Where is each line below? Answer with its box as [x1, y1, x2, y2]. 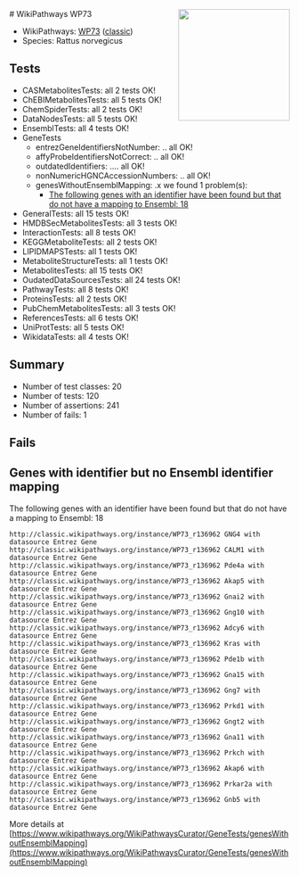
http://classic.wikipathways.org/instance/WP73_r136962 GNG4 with [9, 530, 261, 539]
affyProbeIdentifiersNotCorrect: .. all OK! [35, 151, 185, 161]
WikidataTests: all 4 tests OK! [21, 331, 129, 342]
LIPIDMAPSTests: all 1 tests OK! [21, 245, 138, 257]
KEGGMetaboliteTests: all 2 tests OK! [21, 236, 158, 247]
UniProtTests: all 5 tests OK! [21, 321, 125, 333]
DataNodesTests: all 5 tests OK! [21, 113, 138, 124]
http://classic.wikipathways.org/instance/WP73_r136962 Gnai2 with [9, 592, 265, 601]
